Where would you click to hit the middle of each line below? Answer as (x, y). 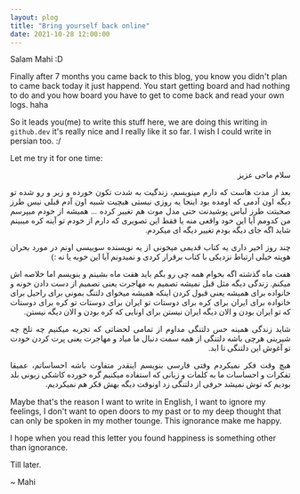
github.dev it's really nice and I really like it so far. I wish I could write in (141, 132)
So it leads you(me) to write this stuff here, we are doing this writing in (139, 122)
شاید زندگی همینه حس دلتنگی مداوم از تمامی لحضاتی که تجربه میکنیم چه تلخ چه (150, 330)
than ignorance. (39, 448)
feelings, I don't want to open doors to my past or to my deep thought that (146, 411)
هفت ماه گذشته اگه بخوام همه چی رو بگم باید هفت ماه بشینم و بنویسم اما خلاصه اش (150, 275)
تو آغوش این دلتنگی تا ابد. (250, 348)
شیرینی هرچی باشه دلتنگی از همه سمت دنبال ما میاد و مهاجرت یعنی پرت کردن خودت (150, 339)
